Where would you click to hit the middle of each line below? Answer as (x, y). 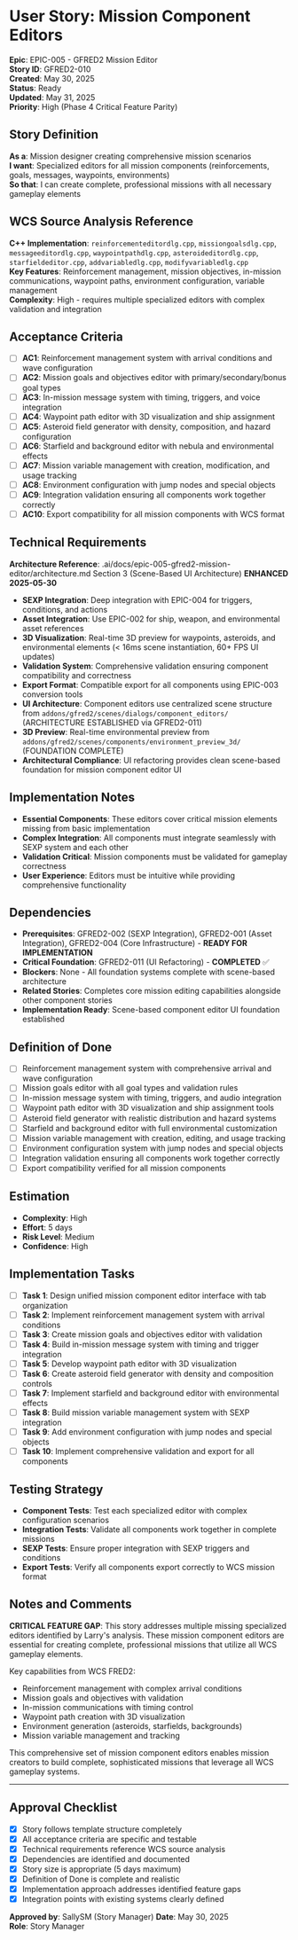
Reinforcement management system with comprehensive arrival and (147, 1068)
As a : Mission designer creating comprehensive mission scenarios (130, 156)
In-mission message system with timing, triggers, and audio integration (152, 1098)
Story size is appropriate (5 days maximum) (102, 1869)
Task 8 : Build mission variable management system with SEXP (136, 1412)
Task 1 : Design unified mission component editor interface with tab (144, 1295)
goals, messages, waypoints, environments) (90, 175)
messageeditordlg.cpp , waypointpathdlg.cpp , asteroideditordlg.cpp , (134, 252)
